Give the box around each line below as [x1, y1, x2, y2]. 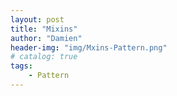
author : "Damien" [10, 33, 83, 43]
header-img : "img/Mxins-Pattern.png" [10, 42, 168, 53]
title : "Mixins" [10, 24, 78, 34]
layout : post [10, 14, 65, 25]
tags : [10, 61, 33, 71]
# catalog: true [10, 52, 78, 62]
